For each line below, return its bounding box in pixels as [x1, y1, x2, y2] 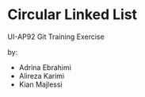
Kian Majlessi [18, 80, 63, 89]
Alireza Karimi [18, 71, 65, 80]
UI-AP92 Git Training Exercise [7, 32, 105, 41]
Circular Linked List [7, 6, 138, 24]
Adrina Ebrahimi [18, 62, 72, 72]
